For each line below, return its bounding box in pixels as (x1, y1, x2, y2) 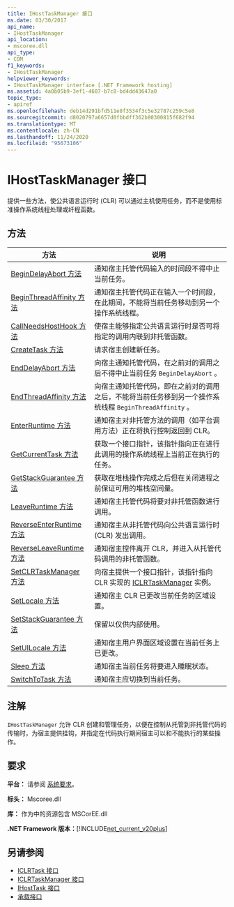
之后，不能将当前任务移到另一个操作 (93, 391, 213, 401)
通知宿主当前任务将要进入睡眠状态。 (93, 661, 213, 670)
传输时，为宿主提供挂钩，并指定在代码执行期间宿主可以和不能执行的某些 (7, 728, 214, 737)
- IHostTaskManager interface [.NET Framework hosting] (7, 82, 173, 89)
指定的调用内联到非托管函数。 (93, 331, 192, 341)
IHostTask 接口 (17, 884, 61, 892)
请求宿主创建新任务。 (93, 345, 164, 354)
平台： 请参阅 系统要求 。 (7, 779, 78, 788)
